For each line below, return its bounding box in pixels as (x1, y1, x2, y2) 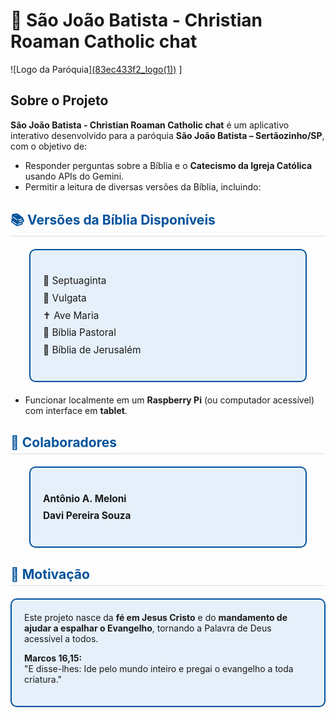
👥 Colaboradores (10, 434, 118, 451)
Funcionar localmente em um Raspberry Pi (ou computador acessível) (24, 394, 315, 406)
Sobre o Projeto (10, 92, 109, 109)
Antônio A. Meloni (43, 492, 127, 505)
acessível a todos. (24, 633, 99, 645)
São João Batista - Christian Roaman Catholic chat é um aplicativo (10, 119, 290, 131)
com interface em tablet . (24, 405, 128, 417)
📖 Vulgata (43, 291, 87, 304)
